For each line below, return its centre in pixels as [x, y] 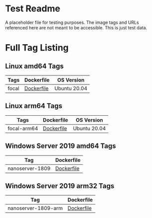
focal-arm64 [23, 128]
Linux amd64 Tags [34, 66]
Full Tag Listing [37, 48]
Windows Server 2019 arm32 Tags [60, 186]
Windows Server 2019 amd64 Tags [61, 146]
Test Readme [33, 9]
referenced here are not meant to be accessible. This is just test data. [76, 27]
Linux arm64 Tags [34, 106]
